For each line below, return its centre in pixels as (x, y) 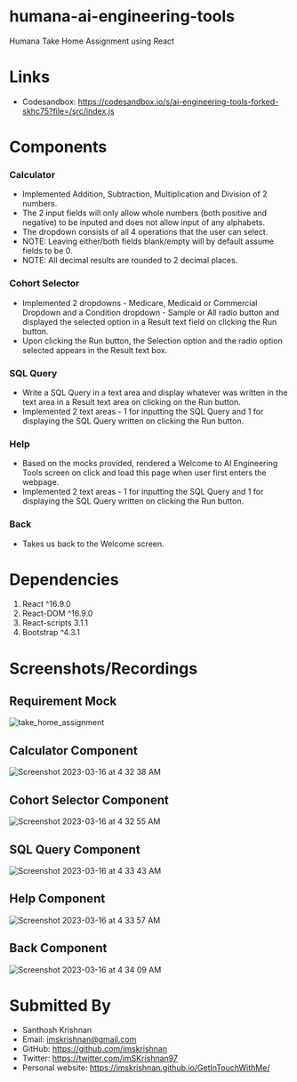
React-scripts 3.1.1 (55, 623)
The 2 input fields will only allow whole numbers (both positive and (144, 213)
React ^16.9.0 (46, 604)
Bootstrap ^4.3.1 (51, 633)
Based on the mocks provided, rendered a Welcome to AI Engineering (150, 464)
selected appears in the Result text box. (95, 350)
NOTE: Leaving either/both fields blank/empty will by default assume (148, 241)
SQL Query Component (75, 849)
